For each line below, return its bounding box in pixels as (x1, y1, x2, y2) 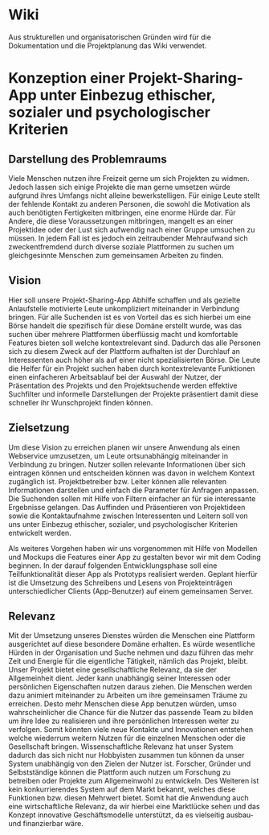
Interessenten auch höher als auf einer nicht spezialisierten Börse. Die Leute (8, 355, 261, 364)
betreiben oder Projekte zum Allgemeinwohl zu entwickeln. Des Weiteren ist (8, 776, 259, 786)
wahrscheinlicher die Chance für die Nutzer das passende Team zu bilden (8, 708, 254, 718)
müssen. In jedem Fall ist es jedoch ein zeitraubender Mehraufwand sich (8, 233, 249, 243)
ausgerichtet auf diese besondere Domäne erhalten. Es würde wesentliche (8, 640, 255, 649)
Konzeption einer (8, 69, 126, 88)
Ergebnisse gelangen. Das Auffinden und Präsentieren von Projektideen (8, 502, 246, 512)
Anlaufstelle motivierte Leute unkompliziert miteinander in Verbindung (8, 303, 239, 313)
